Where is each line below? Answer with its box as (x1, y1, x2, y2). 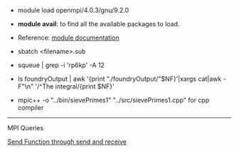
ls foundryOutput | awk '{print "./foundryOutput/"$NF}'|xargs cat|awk (17, 74, 222, 83)
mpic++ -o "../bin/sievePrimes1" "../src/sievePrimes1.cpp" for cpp (17, 96, 210, 104)
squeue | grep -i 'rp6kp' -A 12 (17, 61, 105, 69)
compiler (17, 103, 44, 112)
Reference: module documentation (17, 33, 119, 42)
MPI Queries (7, 124, 44, 132)
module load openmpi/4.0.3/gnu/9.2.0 (17, 6, 129, 14)
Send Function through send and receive (7, 137, 127, 146)
